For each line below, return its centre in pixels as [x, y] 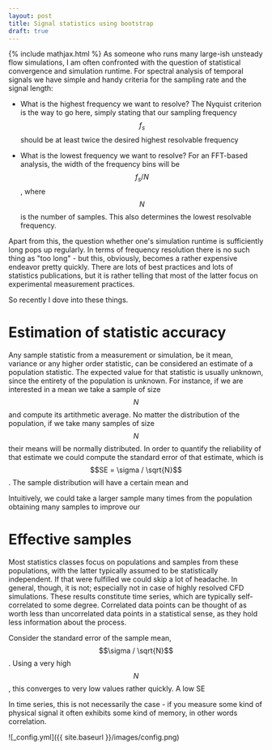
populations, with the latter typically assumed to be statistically [113, 570]
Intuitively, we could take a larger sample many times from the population [130, 498]
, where [33, 191]
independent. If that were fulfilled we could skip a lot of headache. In [123, 579]
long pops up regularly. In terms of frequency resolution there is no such [129, 249]
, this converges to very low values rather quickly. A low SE [107, 688]
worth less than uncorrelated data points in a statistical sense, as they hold [133, 613]
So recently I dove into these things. [68, 300]
